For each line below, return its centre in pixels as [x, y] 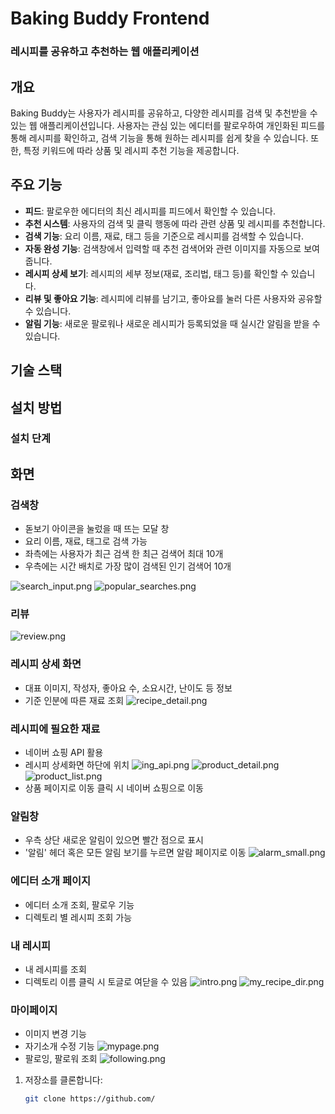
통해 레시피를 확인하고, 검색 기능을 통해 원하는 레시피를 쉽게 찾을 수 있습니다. [159, 138]
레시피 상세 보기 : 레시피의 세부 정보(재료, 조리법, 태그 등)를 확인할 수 [156, 273]
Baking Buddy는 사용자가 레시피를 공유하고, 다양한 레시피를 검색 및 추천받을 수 [164, 113]
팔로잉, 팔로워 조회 [61, 1059]
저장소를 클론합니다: [63, 1080]
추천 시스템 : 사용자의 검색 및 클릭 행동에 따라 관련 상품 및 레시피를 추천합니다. [175, 223]
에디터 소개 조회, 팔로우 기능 [79, 904]
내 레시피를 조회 [55, 969]
